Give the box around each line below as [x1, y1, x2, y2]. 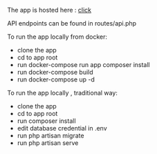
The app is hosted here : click [7, 6, 92, 14]
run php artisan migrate [17, 131, 84, 139]
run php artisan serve [17, 139, 79, 147]
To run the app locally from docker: [7, 32, 107, 41]
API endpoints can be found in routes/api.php [7, 19, 137, 27]
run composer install [17, 117, 76, 125]
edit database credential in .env [17, 124, 107, 132]
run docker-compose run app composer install [17, 61, 150, 68]
